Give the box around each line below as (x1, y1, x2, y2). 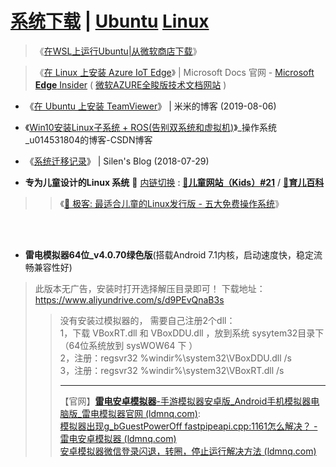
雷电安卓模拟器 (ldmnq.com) (59, 432, 177, 444)
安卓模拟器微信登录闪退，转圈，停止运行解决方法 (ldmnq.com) (59, 445, 317, 457)
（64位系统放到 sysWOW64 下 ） (59, 339, 198, 351)
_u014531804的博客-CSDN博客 (24, 133, 153, 146)
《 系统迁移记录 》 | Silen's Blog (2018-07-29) (24, 155, 210, 167)
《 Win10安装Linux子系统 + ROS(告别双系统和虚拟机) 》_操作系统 (24, 121, 277, 133)
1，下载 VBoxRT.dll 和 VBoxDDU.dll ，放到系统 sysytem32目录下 (59, 327, 325, 339)
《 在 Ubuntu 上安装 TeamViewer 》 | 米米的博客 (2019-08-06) (24, 100, 277, 112)
